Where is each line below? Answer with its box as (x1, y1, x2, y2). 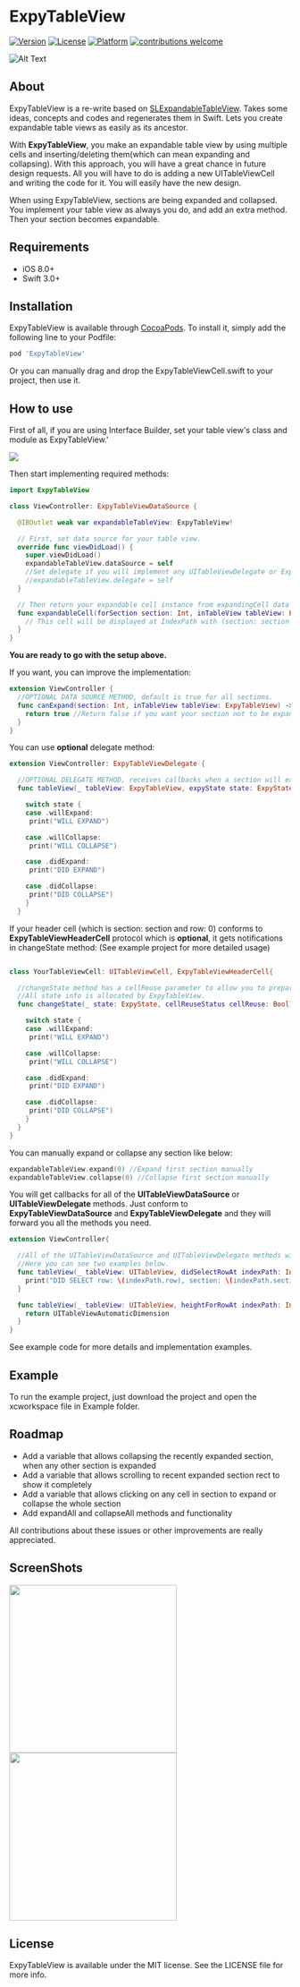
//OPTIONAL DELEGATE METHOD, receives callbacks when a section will (17, 776, 281, 785)
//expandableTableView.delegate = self (25, 576, 174, 585)
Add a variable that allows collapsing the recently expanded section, (21, 1450, 274, 1461)
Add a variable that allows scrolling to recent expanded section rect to (21, 1470, 280, 1480)
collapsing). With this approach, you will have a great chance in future (9, 158, 266, 169)
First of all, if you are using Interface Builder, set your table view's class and (9, 425, 287, 436)
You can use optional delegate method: (9, 742, 155, 753)
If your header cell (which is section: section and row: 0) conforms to (9, 923, 263, 934)
